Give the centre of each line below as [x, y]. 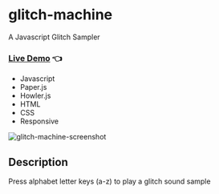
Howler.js [35, 96]
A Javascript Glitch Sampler [54, 37]
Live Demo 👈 [35, 58]
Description [38, 162]
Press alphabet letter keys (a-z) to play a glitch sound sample [109, 181]
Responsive [39, 121]
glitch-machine [61, 15]
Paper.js [33, 87]
